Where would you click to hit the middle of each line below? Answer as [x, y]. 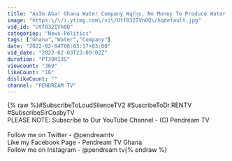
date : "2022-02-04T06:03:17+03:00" [59, 46]
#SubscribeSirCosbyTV [41, 113]
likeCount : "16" [31, 72]
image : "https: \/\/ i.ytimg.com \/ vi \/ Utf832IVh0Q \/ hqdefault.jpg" [104, 20]
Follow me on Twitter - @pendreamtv [61, 135]
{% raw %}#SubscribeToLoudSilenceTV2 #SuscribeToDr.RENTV [100, 105]
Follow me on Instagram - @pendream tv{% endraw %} [87, 150]
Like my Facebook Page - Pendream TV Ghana [75, 142]
